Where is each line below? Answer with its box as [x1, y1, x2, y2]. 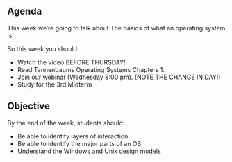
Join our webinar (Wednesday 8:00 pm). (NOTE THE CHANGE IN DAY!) [17, 73, 221, 81]
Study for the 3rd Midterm [17, 80, 92, 89]
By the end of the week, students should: [7, 118, 125, 127]
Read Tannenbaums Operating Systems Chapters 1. [17, 65, 165, 73]
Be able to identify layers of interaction [17, 132, 129, 141]
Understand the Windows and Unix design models [17, 147, 161, 155]
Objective [7, 100, 51, 112]
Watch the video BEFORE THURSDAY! [17, 58, 126, 66]
